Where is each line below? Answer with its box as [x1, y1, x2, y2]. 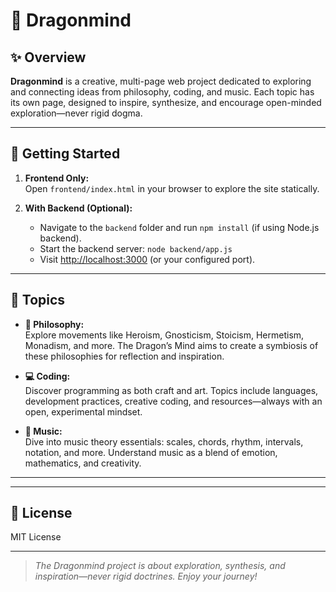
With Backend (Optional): [24, 202, 133, 214]
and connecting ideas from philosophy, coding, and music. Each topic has [10, 86, 315, 98]
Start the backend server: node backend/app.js [39, 242, 233, 254]
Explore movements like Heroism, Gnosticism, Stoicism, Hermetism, [24, 329, 305, 341]
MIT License [10, 531, 62, 543]
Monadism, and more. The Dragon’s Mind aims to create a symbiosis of [24, 339, 319, 351]
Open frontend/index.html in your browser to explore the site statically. [24, 182, 320, 194]
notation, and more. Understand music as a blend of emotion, [24, 446, 278, 458]
